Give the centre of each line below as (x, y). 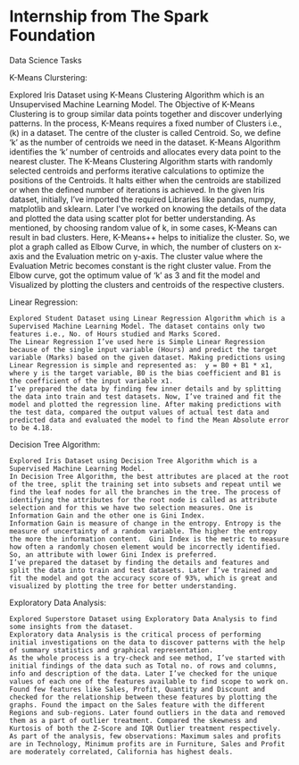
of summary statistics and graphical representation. (112, 650)
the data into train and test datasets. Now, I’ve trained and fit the (145, 396)
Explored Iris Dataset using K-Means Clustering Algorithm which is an (137, 95)
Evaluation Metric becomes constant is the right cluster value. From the (141, 265)
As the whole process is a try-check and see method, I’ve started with (147, 658)
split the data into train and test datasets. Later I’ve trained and (143, 570)
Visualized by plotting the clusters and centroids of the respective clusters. (147, 284)
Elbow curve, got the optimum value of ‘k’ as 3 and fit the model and (135, 275)
